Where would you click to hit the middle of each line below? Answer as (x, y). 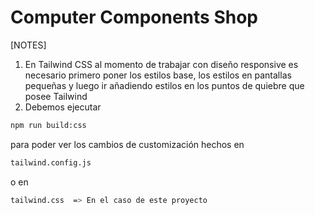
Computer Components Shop (134, 17)
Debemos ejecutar (63, 107)
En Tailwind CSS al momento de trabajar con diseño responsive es (161, 64)
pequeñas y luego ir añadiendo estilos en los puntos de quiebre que (164, 85)
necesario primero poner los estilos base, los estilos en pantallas (158, 75)
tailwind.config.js (51, 162)
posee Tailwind (56, 96)
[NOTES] (28, 45)
